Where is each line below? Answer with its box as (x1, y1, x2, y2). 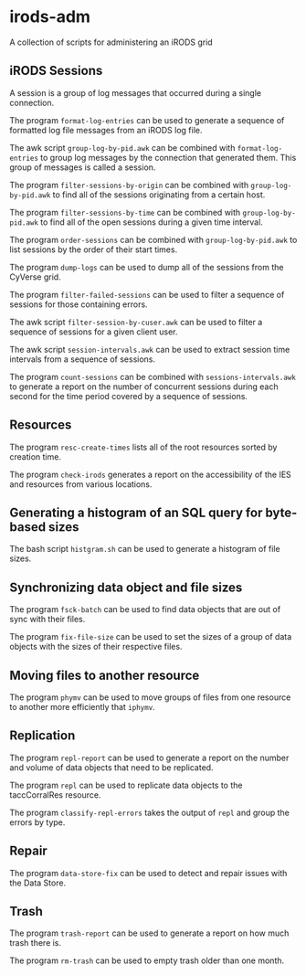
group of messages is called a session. (9, 162, 156, 173)
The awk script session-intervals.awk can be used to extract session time (9, 344, 290, 355)
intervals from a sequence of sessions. (9, 354, 156, 365)
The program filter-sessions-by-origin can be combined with (9, 179, 249, 190)
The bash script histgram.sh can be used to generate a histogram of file (9, 544, 280, 555)
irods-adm (9, 6, 91, 27)
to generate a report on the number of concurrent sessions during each (9, 381, 279, 392)
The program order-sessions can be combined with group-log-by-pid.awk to (9, 234, 298, 245)
